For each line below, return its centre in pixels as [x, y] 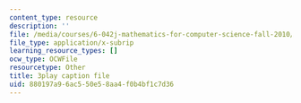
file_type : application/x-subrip [72, 43]
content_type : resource [54, 17]
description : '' [39, 26]
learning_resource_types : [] [64, 51]
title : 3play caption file [60, 76]
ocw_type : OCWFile [43, 59]
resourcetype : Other [48, 68]
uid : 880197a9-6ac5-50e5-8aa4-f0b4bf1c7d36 [92, 84]
